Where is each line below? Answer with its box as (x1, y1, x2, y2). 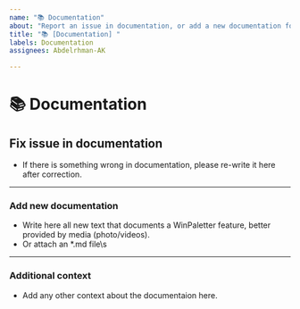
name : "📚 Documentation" (9, 13, 105, 22)
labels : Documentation (9, 38, 94, 47)
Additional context (9, 270, 92, 282)
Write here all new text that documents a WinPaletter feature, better (21, 220, 271, 230)
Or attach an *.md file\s (21, 238, 107, 250)
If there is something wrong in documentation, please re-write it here (21, 160, 276, 171)
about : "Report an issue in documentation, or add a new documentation (9, 21, 281, 30)
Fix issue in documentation (9, 136, 163, 151)
